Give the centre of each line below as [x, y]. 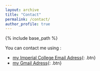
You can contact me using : [33, 48]
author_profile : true [28, 24]
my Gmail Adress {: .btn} [37, 63]
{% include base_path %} [31, 38]
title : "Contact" [23, 15]
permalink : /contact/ [28, 19]
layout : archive [22, 10]
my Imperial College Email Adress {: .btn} [54, 58]
